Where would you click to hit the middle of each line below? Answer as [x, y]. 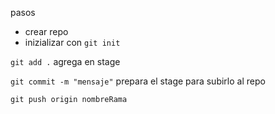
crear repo [46, 31]
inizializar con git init [72, 42]
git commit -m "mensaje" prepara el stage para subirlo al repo [138, 81]
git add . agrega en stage [65, 61]
